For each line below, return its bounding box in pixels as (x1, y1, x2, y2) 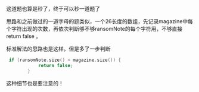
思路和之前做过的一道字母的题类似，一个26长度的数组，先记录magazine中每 (6, 18, 194, 25)
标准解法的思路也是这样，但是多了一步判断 (6, 45, 111, 52)
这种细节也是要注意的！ (6, 80, 64, 87)
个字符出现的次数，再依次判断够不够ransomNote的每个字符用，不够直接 (6, 26, 183, 32)
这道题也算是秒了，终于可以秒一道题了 (6, 5, 100, 12)
